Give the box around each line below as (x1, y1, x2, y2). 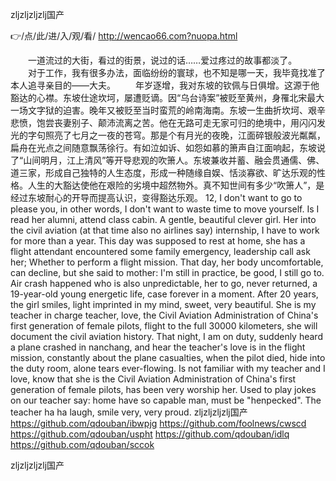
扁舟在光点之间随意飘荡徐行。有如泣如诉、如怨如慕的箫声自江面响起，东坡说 (10, 142, 326, 153)
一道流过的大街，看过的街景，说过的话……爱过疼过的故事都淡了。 (27, 54, 298, 66)
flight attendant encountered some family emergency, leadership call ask (10, 246, 311, 257)
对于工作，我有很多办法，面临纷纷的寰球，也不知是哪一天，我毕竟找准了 (27, 67, 326, 78)
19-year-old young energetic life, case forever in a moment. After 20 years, (10, 288, 319, 300)
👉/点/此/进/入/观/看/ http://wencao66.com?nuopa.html (10, 30, 238, 42)
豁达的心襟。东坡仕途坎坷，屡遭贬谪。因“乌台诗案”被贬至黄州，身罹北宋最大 (10, 92, 325, 103)
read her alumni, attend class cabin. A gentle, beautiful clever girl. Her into (10, 214, 317, 225)
